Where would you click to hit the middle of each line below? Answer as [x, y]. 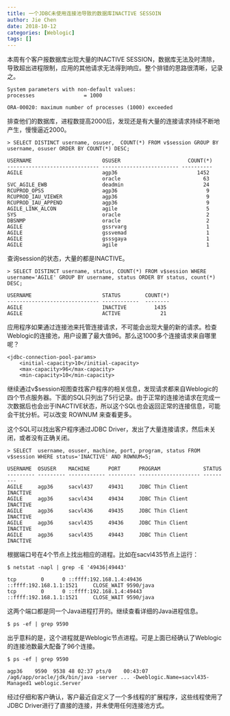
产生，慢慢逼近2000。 [39, 130]
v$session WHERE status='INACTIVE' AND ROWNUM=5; [79, 457]
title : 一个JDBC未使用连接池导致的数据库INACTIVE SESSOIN [84, 13]
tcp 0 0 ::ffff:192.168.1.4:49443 [75, 592]
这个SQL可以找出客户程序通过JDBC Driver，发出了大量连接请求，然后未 [108, 429]
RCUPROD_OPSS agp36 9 [108, 191]
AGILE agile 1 [108, 245]
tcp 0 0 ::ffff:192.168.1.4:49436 [75, 580]
